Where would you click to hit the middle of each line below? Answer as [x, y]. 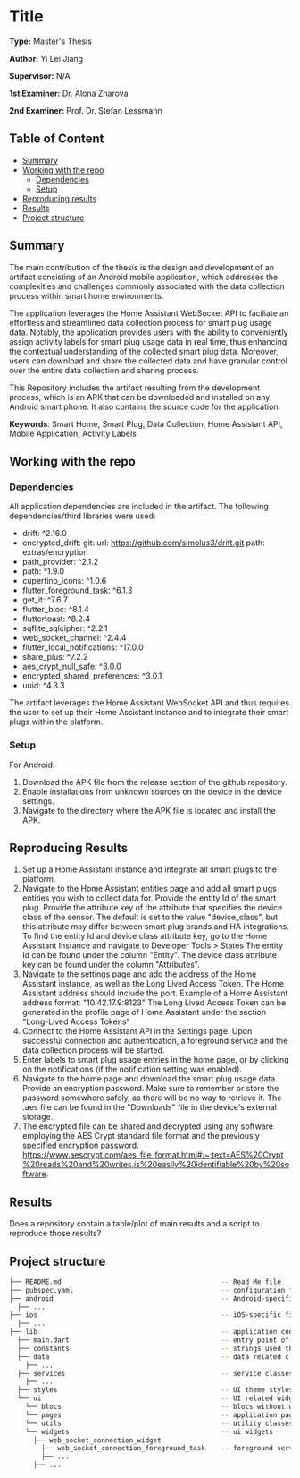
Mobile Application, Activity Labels [73, 433]
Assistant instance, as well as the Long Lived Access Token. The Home [153, 984]
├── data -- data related [149, 1357]
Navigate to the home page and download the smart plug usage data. [150, 1079]
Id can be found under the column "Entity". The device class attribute [149, 955]
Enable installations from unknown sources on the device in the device [152, 791]
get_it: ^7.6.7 [45, 600]
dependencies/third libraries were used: [83, 516]
